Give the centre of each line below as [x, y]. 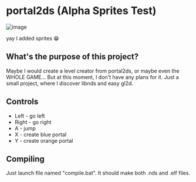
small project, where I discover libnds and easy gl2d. [70, 83]
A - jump [25, 128]
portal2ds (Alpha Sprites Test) [81, 11]
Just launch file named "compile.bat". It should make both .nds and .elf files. [98, 173]
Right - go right [33, 122]
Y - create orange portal [44, 140]
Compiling [26, 159]
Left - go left [30, 116]
